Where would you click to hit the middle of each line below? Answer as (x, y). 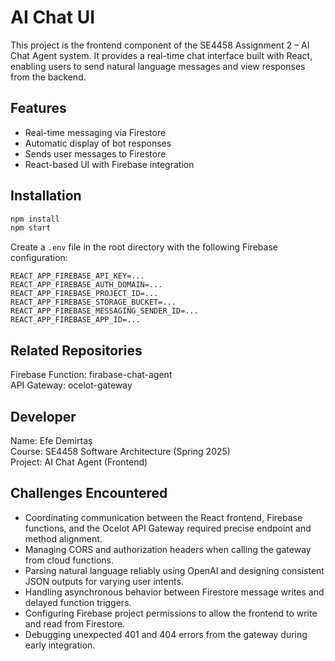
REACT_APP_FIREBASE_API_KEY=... (77, 276)
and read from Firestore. (75, 623)
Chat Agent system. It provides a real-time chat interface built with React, (161, 55)
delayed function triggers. (78, 602)
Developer (43, 416)
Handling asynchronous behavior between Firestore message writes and (174, 592)
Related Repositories (76, 350)
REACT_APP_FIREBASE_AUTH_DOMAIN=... (86, 285)
